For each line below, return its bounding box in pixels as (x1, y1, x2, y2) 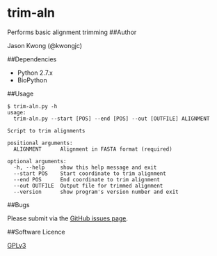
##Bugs (7, 200, 30, 209)
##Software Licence (7, 227, 65, 236)
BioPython (17, 75, 47, 84)
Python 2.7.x (17, 68, 54, 77)
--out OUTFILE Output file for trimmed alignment (13, 182, 163, 189)
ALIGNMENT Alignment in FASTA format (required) (13, 145, 172, 153)
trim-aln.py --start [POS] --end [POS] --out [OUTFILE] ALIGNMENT (13, 115, 210, 122)
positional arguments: (7, 140, 73, 146)
